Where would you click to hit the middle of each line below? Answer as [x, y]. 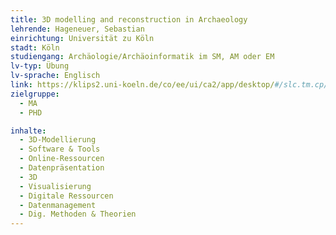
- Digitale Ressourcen [66, 196]
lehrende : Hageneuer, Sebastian [77, 29]
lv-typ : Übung [40, 66]
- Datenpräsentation [62, 168]
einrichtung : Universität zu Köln [82, 38]
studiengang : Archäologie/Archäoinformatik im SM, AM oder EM [142, 57]
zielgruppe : [35, 94]
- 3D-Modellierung [58, 140]
